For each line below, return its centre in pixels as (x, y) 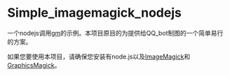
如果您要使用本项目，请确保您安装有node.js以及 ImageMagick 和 (99, 56)
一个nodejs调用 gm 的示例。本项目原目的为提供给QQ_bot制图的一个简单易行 (115, 33)
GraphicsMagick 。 (34, 65)
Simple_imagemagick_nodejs (95, 13)
